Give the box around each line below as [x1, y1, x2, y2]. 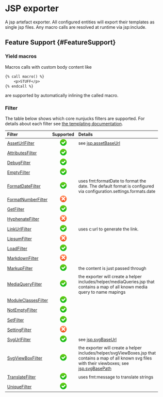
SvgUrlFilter [7, 337, 31, 342]
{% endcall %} [5, 84, 34, 89]
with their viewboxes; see [78, 360, 129, 366]
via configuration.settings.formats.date [78, 188, 156, 194]
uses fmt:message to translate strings [78, 374, 154, 380]
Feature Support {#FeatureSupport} [5, 38, 116, 47]
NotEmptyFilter [7, 307, 37, 313]
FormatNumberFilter [7, 196, 48, 202]
